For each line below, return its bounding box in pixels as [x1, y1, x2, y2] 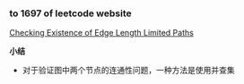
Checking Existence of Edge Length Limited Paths [9, 28, 195, 38]
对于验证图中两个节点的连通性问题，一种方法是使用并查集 [22, 65, 235, 76]
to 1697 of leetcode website [9, 7, 132, 20]
